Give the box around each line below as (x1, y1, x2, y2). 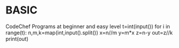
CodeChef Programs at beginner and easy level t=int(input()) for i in (5, 23, 171, 30)
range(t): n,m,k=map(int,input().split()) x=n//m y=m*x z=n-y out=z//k (5, 29, 173, 36)
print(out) (5, 35, 29, 42)
